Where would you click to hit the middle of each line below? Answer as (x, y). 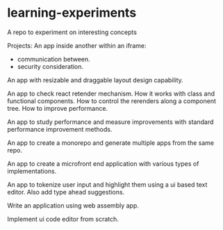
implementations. (32, 171)
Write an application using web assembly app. (73, 205)
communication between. (53, 59)
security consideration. (50, 66)
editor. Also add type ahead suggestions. (66, 192)
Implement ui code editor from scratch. (63, 219)
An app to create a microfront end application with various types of (103, 163)
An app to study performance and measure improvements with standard (110, 122)
